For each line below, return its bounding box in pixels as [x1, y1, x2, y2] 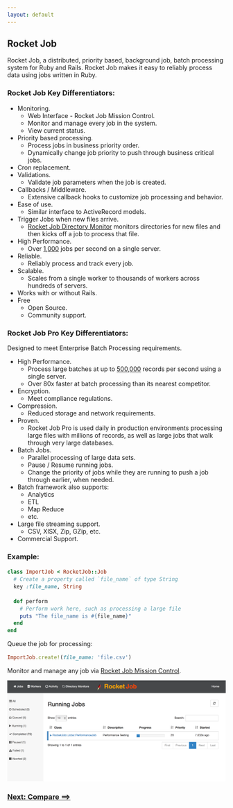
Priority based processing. [17, 133, 94, 142]
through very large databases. [27, 438, 114, 447]
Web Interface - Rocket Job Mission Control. [27, 111, 155, 119]
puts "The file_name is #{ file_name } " [19, 612, 132, 620]
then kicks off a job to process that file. [27, 229, 140, 238]
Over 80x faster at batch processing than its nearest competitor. [27, 379, 212, 388]
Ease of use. [17, 200, 53, 208]
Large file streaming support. [17, 520, 101, 528]
